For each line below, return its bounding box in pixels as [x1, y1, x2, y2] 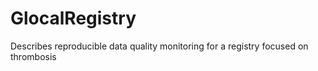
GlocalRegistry [10, 7, 137, 30]
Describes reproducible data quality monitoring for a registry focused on [10, 40, 309, 52]
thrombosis [10, 50, 57, 62]
